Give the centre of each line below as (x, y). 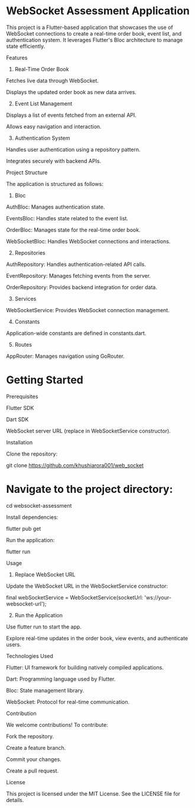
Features (17, 57)
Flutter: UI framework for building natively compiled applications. (85, 667)
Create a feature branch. (36, 748)
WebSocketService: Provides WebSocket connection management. (88, 310)
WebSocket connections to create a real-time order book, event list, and (94, 33)
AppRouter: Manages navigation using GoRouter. (66, 356)
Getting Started (45, 380)
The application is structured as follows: (55, 184)
